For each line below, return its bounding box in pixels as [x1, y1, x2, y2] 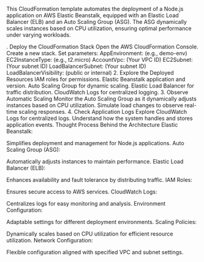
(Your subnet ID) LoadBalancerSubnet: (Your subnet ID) [6, 62, 146, 70]
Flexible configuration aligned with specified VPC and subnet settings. [6, 249, 184, 256]
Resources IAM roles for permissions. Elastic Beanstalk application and [6, 76, 186, 83]
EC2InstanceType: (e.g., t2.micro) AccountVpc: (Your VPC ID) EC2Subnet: [6, 56, 193, 63]
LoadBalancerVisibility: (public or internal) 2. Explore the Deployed [6, 69, 174, 76]
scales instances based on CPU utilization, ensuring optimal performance [6, 24, 192, 32]
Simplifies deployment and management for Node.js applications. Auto [6, 140, 185, 146]
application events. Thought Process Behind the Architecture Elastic [6, 121, 178, 128]
